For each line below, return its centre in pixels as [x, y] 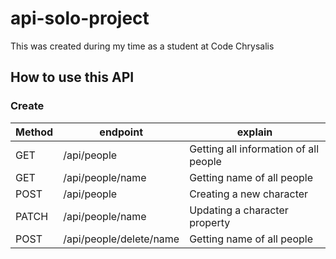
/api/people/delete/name [121, 239]
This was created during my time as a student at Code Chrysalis [142, 46]
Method [34, 132]
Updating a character [239, 210]
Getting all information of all [254, 149]
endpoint [121, 132]
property [210, 222]
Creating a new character [249, 194]
